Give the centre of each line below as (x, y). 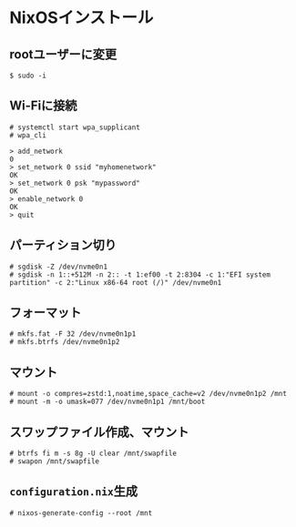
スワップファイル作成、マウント (99, 432)
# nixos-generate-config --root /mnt (81, 513)
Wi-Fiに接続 (43, 106)
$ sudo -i (28, 76)
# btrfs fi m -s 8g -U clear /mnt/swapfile (93, 454)
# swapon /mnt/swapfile (55, 461)
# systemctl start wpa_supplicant (75, 127)
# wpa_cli (28, 135)
